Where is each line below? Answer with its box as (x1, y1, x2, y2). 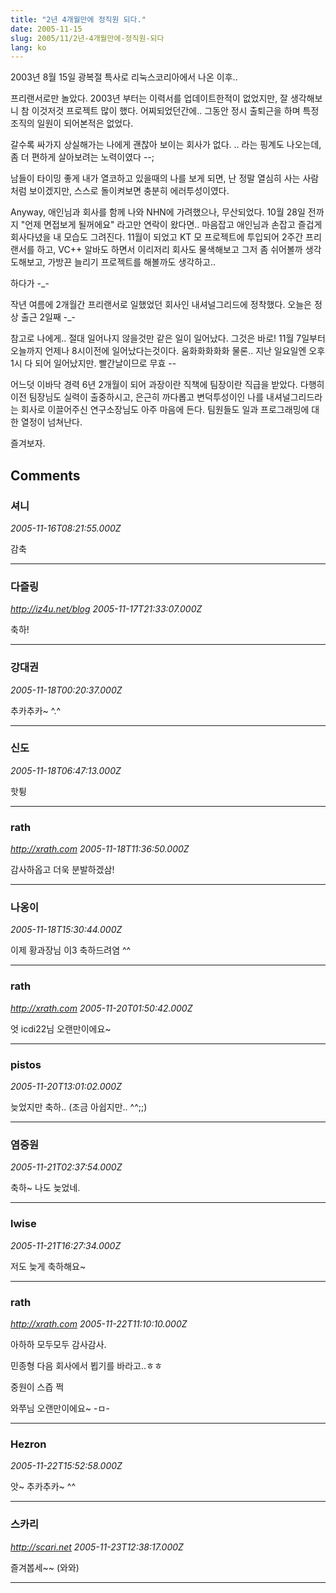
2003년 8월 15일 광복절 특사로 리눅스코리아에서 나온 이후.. (10, 71, 238, 83)
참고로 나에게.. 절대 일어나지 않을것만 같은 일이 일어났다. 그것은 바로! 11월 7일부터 (10, 332, 326, 345)
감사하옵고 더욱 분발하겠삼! (10, 864, 115, 876)
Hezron (10, 1437, 47, 1451)
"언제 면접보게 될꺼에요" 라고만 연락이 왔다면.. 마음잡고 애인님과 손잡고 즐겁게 (20, 219, 323, 231)
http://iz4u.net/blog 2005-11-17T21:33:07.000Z (10, 603, 203, 615)
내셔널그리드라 (266, 391, 323, 403)
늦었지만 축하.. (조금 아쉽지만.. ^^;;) (10, 1101, 148, 1113)
